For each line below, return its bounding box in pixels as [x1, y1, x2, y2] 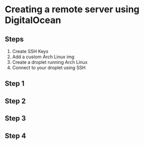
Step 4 [5, 131, 27, 140]
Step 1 [5, 79, 25, 88]
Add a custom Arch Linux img [12, 54, 75, 60]
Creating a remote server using [5, 4, 140, 15]
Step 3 [5, 114, 26, 123]
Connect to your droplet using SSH [12, 65, 86, 70]
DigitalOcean [5, 14, 62, 26]
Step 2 [5, 96, 26, 105]
